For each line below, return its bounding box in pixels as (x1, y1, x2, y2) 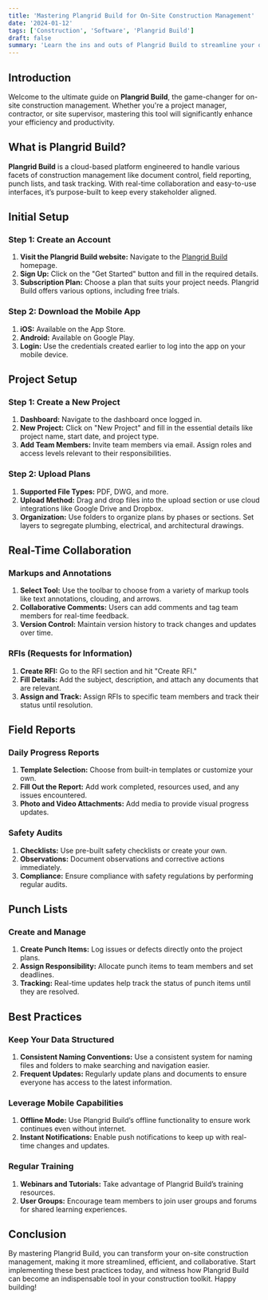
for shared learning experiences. (19, 1204, 128, 1214)
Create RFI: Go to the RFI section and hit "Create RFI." (19, 666, 198, 676)
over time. (19, 628, 53, 638)
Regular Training (8, 1161, 74, 1172)
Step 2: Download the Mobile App (8, 306, 141, 317)
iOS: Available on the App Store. (19, 324, 126, 333)
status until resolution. (19, 699, 93, 710)
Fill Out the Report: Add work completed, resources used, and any (19, 782, 239, 792)
